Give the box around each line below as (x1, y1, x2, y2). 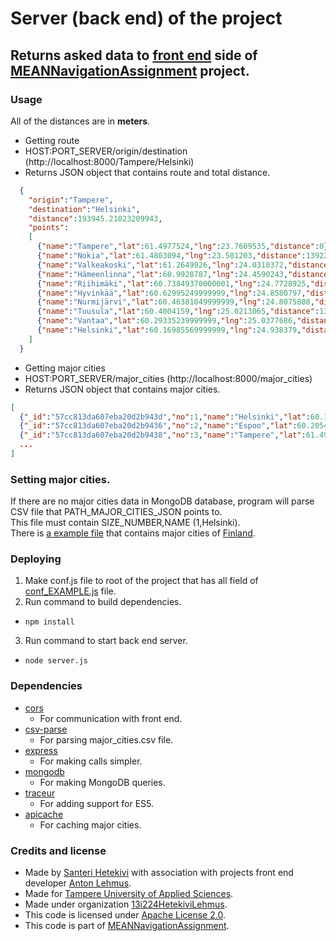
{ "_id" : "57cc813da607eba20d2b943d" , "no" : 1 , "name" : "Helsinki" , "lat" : (19, 412, 311, 422)
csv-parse (24, 723, 68, 735)
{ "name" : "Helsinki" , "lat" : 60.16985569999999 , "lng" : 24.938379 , (36, 325, 302, 335)
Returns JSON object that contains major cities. (24, 383, 221, 395)
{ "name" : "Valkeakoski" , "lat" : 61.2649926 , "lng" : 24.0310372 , (36, 260, 288, 270)
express (24, 744, 58, 756)
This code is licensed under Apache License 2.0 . (24, 909, 226, 921)
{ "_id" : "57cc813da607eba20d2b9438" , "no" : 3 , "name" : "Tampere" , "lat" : (19, 430, 307, 441)
